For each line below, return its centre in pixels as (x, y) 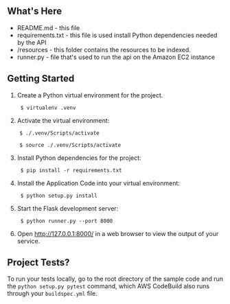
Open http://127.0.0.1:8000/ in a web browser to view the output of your (118, 233)
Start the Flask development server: (68, 208)
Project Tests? (38, 262)
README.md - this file (48, 27)
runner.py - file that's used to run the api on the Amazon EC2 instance (116, 57)
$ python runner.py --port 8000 (67, 221)
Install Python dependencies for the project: (79, 158)
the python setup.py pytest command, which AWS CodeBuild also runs (108, 286)
